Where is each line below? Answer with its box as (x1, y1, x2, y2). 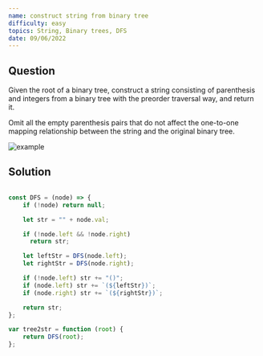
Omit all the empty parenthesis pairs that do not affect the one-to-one (8, 118, 239, 128)
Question (8, 63, 55, 77)
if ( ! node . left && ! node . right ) (22, 230, 131, 238)
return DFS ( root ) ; (22, 333, 84, 342)
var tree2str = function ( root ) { (8, 325, 124, 333)
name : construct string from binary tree (8, 11, 149, 20)
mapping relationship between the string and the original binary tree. (8, 126, 235, 137)
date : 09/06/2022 (8, 34, 67, 43)
